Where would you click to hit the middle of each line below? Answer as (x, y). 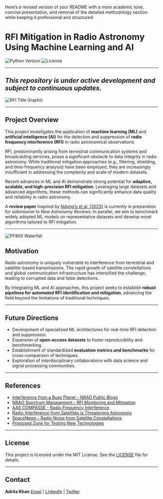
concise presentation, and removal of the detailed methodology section (76, 12)
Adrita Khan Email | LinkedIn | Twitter (42, 491)
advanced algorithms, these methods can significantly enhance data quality (81, 192)
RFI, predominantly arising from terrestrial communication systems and (76, 151)
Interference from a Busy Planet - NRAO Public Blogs (65, 397)
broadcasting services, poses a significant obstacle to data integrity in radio (81, 156)
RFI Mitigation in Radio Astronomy (75, 37)
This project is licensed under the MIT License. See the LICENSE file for (77, 455)
